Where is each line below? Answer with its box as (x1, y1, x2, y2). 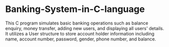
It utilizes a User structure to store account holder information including (5, 30, 155, 36)
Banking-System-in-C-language (5, 3, 145, 15)
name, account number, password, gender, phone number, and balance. (5, 36, 156, 42)
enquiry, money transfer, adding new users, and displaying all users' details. (5, 25, 164, 31)
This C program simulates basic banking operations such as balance (5, 20, 149, 26)
